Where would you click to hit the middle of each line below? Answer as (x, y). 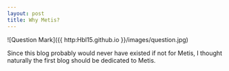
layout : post (26, 13)
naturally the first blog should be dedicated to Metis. (82, 60)
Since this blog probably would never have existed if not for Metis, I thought (115, 53)
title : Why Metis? (33, 20)
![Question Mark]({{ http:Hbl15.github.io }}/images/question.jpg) (98, 39)
